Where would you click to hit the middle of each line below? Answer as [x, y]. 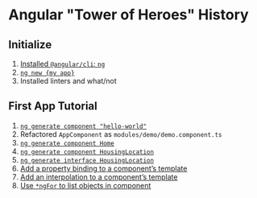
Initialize [30, 45]
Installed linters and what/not [68, 81]
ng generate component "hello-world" [83, 126]
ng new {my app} [47, 73]
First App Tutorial [53, 106]
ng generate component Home [67, 143]
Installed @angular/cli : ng [62, 64]
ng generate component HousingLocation [87, 152]
